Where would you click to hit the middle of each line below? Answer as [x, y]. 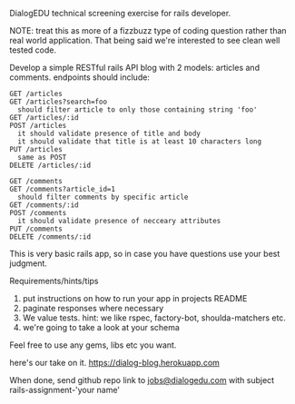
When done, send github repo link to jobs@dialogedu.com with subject [142, 380]
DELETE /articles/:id [50, 165]
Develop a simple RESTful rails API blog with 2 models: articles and [135, 68]
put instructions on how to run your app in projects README [135, 298]
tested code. [33, 50]
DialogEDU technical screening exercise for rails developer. [120, 13]
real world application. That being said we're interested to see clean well [145, 40]
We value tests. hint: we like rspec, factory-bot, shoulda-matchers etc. [154, 318]
